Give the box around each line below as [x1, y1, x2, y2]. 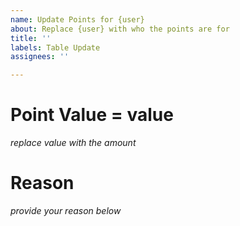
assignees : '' [10, 52, 70, 62]
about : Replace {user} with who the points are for [10, 24, 230, 34]
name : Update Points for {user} [10, 14, 145, 25]
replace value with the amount [10, 137, 137, 149]
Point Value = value [10, 104, 174, 126]
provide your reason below [10, 205, 122, 216]
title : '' [10, 33, 52, 43]
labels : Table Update [10, 42, 101, 53]
